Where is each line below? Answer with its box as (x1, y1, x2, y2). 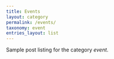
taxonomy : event (6, 25, 46, 31)
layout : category (6, 14, 49, 20)
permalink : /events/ (6, 19, 57, 25)
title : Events (6, 8, 41, 15)
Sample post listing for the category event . (6, 46, 109, 53)
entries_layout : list (6, 30, 59, 36)
